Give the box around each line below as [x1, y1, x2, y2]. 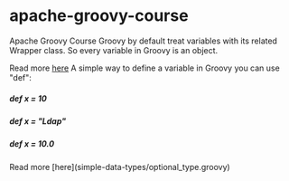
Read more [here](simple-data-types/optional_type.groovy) [9, 161, 230, 172]
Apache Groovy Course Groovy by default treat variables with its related [9, 35, 278, 46]
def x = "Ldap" [9, 115, 66, 127]
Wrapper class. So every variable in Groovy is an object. [9, 44, 219, 55]
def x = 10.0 [9, 138, 55, 149]
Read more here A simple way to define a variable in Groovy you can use [9, 62, 280, 73]
